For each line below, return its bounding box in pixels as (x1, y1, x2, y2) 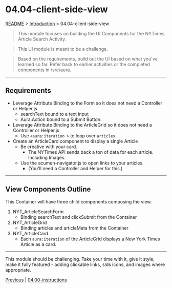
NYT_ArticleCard (12, 230, 49, 236)
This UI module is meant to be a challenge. (17, 46, 109, 52)
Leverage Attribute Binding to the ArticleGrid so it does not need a (12, 121, 152, 128)
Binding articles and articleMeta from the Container (20, 224, 129, 231)
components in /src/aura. (17, 67, 72, 73)
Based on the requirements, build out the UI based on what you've (17, 55, 158, 62)
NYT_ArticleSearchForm (12, 209, 64, 215)
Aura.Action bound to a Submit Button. (20, 116, 102, 122)
